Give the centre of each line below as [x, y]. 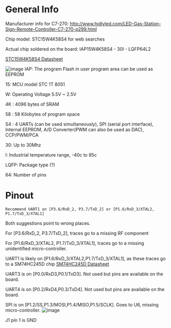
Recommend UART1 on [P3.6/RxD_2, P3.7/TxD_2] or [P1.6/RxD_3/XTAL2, [80, 209]
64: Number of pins [26, 175]
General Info [32, 9]
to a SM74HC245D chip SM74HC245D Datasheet [57, 264]
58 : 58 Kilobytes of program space [43, 114]
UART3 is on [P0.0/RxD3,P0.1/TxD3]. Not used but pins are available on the [84, 274]
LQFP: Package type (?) [30, 165]
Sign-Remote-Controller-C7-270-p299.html [51, 29]
